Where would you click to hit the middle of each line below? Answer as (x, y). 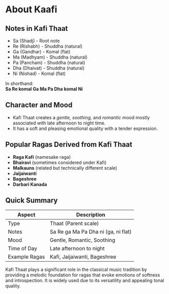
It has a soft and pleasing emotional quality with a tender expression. (85, 128)
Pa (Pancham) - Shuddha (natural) (49, 62)
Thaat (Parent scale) (75, 224)
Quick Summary (31, 201)
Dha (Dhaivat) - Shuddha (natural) (48, 68)
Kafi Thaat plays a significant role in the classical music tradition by (76, 270)
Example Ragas (26, 257)
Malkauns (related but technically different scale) (65, 168)
